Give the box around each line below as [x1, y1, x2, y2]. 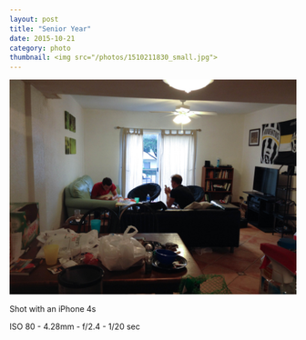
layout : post [9, 15, 59, 24]
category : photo [9, 44, 71, 53]
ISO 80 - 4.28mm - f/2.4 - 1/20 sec [9, 321, 141, 332]
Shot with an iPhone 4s [9, 304, 97, 315]
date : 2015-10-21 [9, 34, 76, 43]
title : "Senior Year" [9, 24, 92, 34]
